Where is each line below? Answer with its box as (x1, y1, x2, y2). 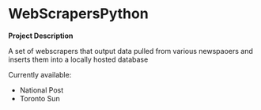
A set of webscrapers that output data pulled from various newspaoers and (8, 46, 253, 55)
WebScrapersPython (8, 5, 149, 23)
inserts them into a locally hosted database (8, 55, 149, 64)
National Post (19, 85, 64, 95)
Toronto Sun (19, 93, 61, 103)
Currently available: (8, 70, 72, 79)
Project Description (8, 31, 74, 40)
